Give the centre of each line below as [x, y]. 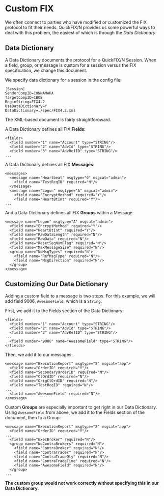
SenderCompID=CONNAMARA [29, 93]
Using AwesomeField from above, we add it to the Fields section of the [75, 412]
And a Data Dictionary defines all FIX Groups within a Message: [69, 212]
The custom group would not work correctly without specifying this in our [82, 483]
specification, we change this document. [46, 70]
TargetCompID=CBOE [24, 97]
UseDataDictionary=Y [26, 106]
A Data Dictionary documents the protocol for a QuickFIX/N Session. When [81, 60]
